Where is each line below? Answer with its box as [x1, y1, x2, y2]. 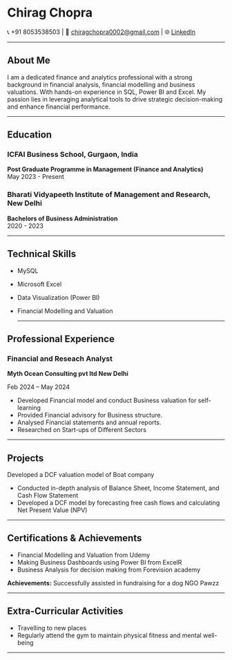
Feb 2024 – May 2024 [7, 383, 70, 391]
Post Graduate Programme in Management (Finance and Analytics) [7, 165, 204, 173]
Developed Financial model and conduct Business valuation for [17, 396, 197, 405]
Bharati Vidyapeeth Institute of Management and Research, [7, 190, 211, 200]
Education [7, 129, 52, 141]
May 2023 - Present [7, 173, 64, 181]
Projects [7, 452, 44, 464]
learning [17, 404, 41, 412]
